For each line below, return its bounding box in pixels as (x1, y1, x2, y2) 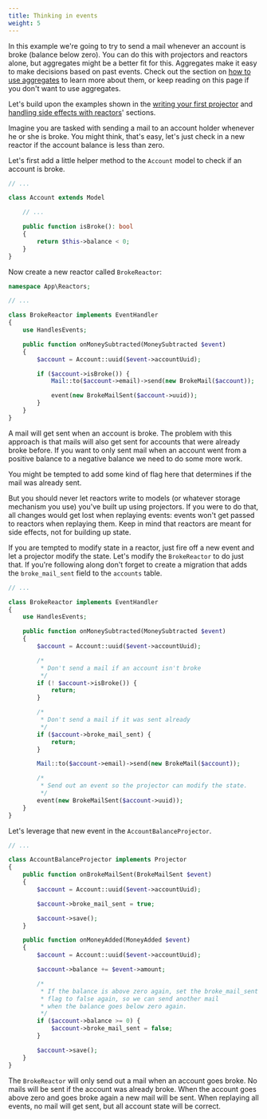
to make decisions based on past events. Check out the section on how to (8, 66, 251, 76)
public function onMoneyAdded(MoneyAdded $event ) (22, 936, 191, 944)
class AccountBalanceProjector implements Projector (8, 856, 187, 864)
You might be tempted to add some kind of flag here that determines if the (8, 469, 253, 479)
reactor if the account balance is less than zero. (8, 140, 165, 149)
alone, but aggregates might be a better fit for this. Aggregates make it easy (8, 58, 257, 68)
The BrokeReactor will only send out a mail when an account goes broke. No (8, 1076, 257, 1085)
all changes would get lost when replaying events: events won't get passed (8, 510, 255, 520)
